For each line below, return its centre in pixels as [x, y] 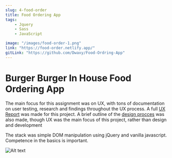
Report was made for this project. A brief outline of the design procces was [85, 114]
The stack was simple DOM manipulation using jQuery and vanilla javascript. [86, 135]
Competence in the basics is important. [47, 140]
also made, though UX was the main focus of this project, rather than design [86, 120]
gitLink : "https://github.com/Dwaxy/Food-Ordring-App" [65, 53]
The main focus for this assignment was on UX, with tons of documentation [85, 103]
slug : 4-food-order [26, 10]
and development [24, 125]
